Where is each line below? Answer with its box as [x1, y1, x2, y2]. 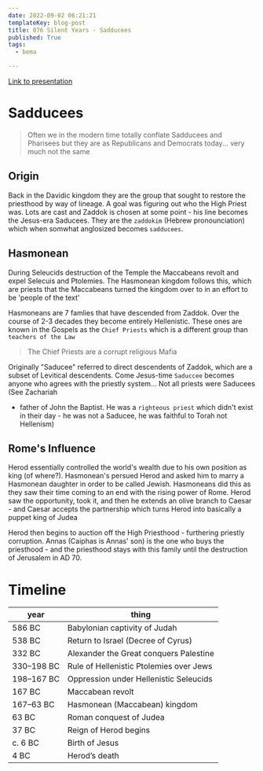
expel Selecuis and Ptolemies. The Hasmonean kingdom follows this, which [8, 276, 252, 286]
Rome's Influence [8, 441, 96, 455]
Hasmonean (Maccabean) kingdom [67, 699, 199, 710]
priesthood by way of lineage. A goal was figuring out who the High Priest [8, 198, 247, 208]
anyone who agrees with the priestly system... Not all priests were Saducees [8, 378, 256, 388]
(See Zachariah [8, 387, 58, 397]
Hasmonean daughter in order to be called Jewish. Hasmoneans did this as [8, 479, 251, 489]
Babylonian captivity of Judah [67, 622, 177, 633]
